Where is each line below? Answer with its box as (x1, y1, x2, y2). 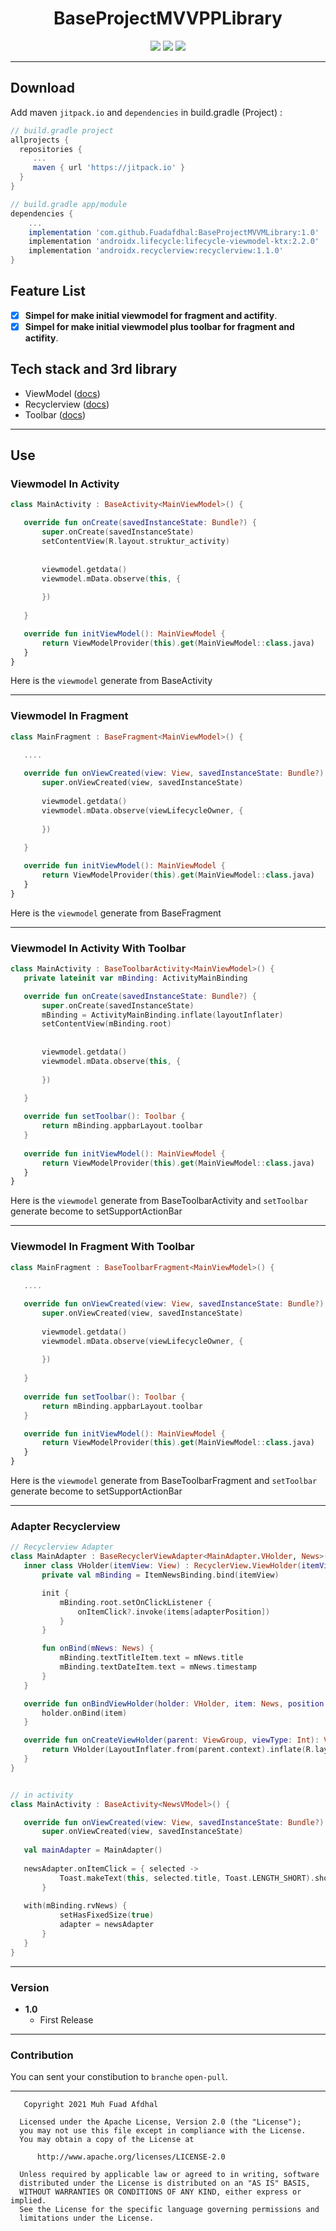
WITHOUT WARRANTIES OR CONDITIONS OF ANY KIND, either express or (19, 2187, 302, 2197)
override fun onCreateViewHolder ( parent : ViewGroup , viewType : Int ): (23, 1735, 320, 1746)
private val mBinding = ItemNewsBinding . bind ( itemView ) (41, 1570, 280, 1580)
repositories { (19, 144, 83, 154)
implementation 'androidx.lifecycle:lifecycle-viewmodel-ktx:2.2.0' (28, 237, 320, 247)
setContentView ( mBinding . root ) (41, 1019, 172, 1029)
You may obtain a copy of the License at (19, 2135, 195, 2145)
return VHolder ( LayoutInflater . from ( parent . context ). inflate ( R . (41, 1745, 315, 1755)
